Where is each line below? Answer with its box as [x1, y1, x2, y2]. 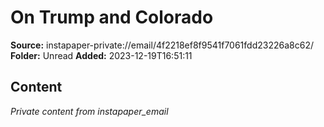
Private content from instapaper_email [10, 105, 169, 117]
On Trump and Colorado [10, 6, 214, 29]
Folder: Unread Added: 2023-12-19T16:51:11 [10, 49, 193, 61]
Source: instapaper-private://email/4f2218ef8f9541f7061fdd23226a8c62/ [10, 39, 314, 51]
